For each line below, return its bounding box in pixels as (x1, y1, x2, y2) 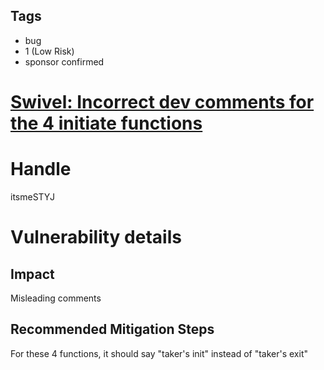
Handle (10, 158, 72, 181)
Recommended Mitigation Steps (10, 321, 215, 338)
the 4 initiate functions (10, 112, 203, 134)
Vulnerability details (10, 226, 182, 249)
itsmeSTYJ (10, 190, 55, 203)
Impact (10, 265, 55, 283)
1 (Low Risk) (24, 45, 75, 57)
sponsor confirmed (24, 55, 105, 68)
